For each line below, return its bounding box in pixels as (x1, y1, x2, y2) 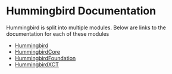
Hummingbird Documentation (6, 4, 157, 18)
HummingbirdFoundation (14, 54, 76, 61)
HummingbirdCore (14, 48, 61, 55)
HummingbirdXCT (14, 61, 60, 68)
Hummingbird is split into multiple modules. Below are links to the (6, 24, 167, 31)
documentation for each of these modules (6, 30, 110, 37)
